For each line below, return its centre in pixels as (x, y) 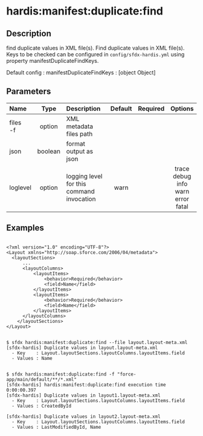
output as (80, 151)
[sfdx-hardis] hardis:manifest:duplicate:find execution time (86, 385)
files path (79, 134)
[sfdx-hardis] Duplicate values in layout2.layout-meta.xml (84, 416)
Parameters (29, 92)
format (76, 143)
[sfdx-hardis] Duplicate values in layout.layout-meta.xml (82, 348)
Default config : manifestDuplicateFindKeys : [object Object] (81, 73)
